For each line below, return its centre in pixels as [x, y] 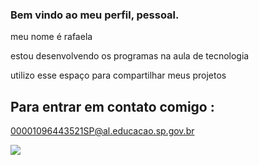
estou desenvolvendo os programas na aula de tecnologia [130, 56]
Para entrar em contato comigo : [112, 106]
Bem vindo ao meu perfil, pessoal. [95, 15]
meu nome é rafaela [51, 37]
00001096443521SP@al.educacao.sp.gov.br [102, 131]
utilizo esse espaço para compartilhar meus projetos [118, 75]
